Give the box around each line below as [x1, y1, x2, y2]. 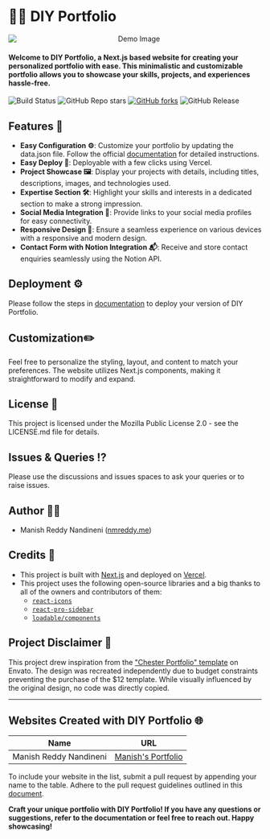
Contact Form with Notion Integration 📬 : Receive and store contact [19, 242, 248, 252]
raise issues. [8, 481, 51, 490]
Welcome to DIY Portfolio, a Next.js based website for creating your [8, 52, 239, 62]
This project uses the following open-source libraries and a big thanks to [19, 578, 261, 588]
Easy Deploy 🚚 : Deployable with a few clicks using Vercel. [19, 157, 213, 167]
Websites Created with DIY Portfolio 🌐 [8, 714, 203, 728]
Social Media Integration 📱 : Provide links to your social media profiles [19, 207, 252, 217]
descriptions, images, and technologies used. [19, 178, 171, 188]
